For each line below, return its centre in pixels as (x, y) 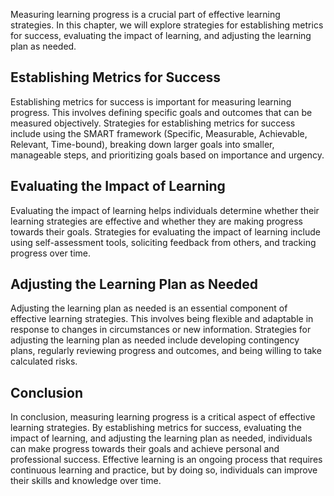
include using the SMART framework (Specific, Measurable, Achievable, (159, 133)
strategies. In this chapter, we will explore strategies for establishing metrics (167, 25)
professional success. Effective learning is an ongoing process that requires (166, 460)
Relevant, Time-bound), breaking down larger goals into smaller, (142, 144)
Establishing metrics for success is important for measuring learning (151, 101)
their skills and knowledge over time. (86, 481)
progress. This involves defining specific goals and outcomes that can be (161, 112)
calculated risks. (44, 361)
